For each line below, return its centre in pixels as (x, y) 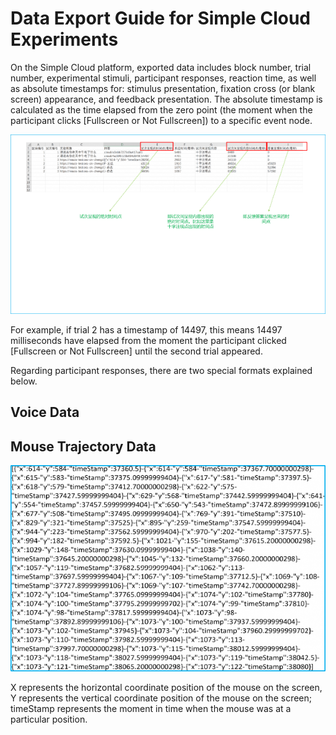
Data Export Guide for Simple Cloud (160, 18)
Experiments (64, 39)
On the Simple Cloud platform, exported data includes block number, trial (161, 67)
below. (24, 381)
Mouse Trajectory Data (83, 446)
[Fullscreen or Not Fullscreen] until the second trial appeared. (136, 351)
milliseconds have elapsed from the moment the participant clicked (148, 340)
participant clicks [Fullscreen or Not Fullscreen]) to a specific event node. (161, 120)
